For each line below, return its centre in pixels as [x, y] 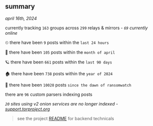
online [11, 33]
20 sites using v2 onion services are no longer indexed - [62, 104]
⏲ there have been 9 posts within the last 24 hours [57, 42]
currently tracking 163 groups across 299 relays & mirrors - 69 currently [76, 28]
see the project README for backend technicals [65, 118]
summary [20, 7]
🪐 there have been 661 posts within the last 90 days [59, 62]
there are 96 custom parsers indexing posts [49, 94]
